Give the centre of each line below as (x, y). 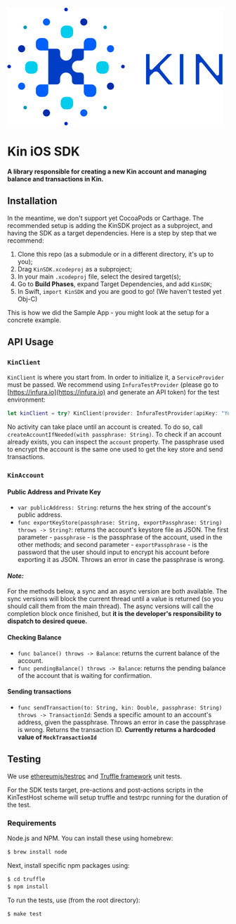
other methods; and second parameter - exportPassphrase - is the (113, 545)
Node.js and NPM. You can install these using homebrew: (90, 838)
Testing (24, 759)
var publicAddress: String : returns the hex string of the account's (114, 508)
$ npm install (28, 887)
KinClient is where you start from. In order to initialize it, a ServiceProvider (116, 378)
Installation (32, 201)
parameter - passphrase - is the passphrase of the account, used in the (120, 537)
